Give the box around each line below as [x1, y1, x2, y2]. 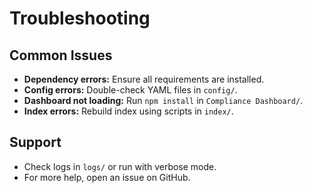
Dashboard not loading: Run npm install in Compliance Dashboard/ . [23, 95, 304, 106]
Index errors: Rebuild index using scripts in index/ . [23, 105, 234, 117]
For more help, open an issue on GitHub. [23, 171, 191, 183]
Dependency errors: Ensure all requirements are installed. [23, 73, 265, 85]
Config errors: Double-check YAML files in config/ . [23, 84, 238, 96]
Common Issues [9, 47, 113, 64]
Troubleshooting [9, 7, 151, 30]
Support [9, 134, 62, 151]
